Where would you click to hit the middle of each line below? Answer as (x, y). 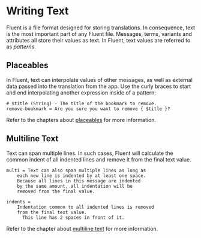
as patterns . (21, 47)
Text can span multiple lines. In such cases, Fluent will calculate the (90, 153)
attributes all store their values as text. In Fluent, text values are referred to (98, 40)
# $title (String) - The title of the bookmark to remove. (82, 103)
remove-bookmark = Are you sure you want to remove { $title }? (88, 109)
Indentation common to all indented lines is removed (85, 207)
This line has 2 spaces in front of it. (73, 217)
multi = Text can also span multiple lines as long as (76, 170)
